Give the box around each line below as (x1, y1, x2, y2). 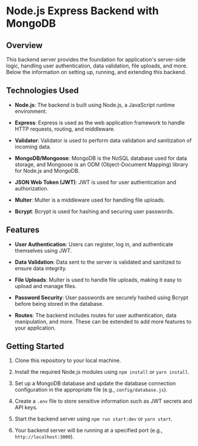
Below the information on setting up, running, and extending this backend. (6, 69, 187, 75)
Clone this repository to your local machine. (14, 357, 121, 364)
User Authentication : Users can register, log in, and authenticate (14, 241, 173, 248)
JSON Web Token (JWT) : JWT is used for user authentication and (14, 179, 176, 186)
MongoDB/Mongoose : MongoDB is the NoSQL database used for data (14, 154, 187, 161)
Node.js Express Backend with (6, 4, 159, 18)
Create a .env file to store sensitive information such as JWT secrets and (14, 397, 192, 405)
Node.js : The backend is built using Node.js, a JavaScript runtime (14, 101, 176, 108)
